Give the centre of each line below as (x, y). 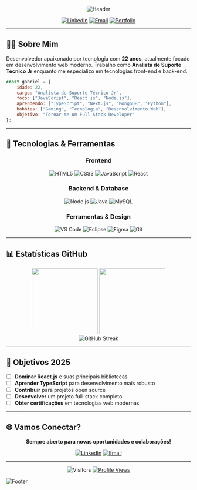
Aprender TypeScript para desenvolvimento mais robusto (85, 383)
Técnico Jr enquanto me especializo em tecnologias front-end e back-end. (97, 71)
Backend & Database (98, 189)
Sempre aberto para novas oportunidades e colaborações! (98, 441)
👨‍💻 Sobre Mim (32, 44)
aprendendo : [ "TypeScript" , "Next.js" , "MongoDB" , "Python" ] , (94, 104)
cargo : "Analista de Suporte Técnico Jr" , (69, 93)
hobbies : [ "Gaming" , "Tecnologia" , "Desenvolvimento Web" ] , (91, 109)
